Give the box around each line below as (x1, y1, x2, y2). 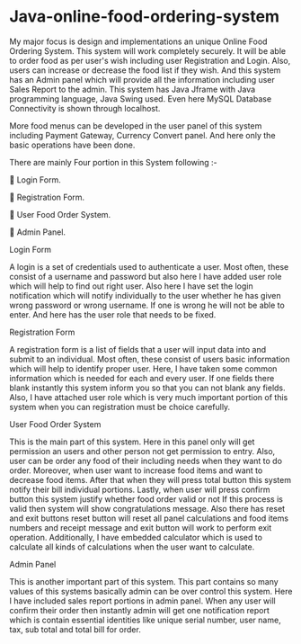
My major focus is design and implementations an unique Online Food (9, 36, 268, 47)
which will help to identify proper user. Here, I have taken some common (9, 362, 278, 374)
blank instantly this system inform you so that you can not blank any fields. (9, 382, 286, 393)
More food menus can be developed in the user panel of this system (9, 120, 262, 131)
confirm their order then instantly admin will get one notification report (9, 604, 270, 615)
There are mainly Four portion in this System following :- (9, 157, 217, 167)
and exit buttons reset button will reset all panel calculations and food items (9, 513, 289, 523)
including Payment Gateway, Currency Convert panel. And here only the (9, 130, 276, 140)
